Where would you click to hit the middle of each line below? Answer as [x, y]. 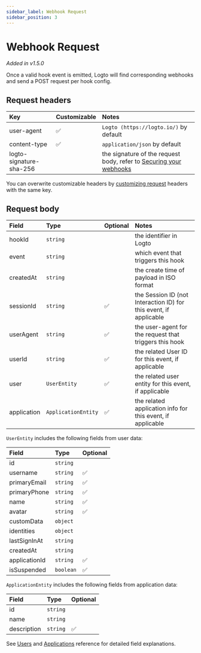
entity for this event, [163, 384]
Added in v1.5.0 [25, 63]
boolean [66, 570]
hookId [19, 240]
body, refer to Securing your [141, 161]
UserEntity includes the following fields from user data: [74, 438]
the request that [157, 334]
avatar [18, 512]
